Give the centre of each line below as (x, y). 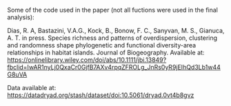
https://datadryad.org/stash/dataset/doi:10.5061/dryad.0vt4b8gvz (101, 95)
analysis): (21, 17)
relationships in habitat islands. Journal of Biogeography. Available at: (106, 52)
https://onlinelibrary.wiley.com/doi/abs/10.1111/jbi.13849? (87, 60)
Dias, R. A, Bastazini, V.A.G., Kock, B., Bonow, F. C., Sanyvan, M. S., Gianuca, (116, 31)
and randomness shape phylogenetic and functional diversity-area (102, 45)
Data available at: (32, 88)
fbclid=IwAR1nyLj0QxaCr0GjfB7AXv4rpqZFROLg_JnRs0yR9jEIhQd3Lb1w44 (114, 67)
